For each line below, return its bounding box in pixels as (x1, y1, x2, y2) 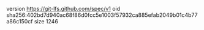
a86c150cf (6, 18, 33, 25)
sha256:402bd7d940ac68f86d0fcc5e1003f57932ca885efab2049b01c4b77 (6, 11, 198, 19)
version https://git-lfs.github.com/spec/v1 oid (6, 5, 121, 12)
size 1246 (34, 18, 58, 25)
